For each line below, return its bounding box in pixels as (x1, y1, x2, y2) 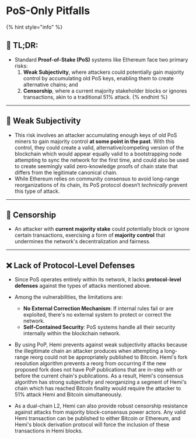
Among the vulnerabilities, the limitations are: (14, 294, 124, 301)
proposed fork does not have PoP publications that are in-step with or (14, 366, 183, 373)
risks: (14, 62, 28, 69)
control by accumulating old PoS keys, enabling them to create (23, 74, 174, 81)
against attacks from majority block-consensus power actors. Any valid (14, 409, 186, 416)
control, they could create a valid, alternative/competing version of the (14, 144, 184, 151)
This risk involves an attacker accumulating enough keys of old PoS (14, 131, 177, 138)
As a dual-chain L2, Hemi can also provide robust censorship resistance (14, 403, 188, 410)
